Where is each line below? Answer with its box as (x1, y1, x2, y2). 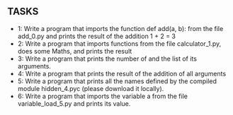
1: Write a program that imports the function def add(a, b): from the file (17, 24, 224, 32)
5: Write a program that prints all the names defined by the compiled (17, 77, 217, 85)
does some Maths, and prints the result (17, 47, 132, 55)
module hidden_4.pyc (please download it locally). (17, 84, 164, 92)
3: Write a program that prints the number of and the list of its (17, 54, 197, 63)
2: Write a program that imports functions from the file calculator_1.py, (17, 39, 222, 48)
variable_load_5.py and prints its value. (17, 99, 131, 108)
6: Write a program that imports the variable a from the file (17, 92, 188, 100)
